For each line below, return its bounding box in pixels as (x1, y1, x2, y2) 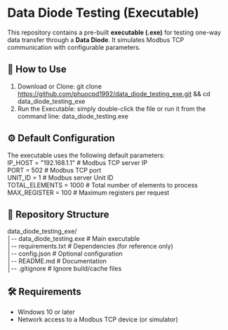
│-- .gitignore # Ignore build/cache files (7, 265, 122, 273)
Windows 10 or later (17, 308, 75, 317)
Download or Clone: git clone (17, 82, 102, 91)
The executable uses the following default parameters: (7, 151, 165, 159)
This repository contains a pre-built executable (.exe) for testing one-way (7, 28, 222, 37)
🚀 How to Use (7, 63, 67, 75)
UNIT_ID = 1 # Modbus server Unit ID (7, 173, 114, 182)
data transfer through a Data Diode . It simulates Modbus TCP (7, 35, 185, 44)
